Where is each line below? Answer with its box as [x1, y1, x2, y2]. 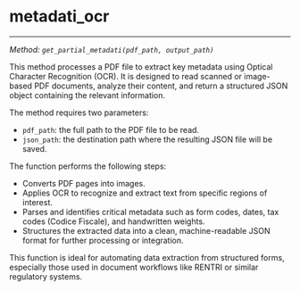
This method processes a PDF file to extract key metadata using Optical [9, 61, 273, 72]
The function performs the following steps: [9, 161, 167, 171]
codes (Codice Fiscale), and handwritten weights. [21, 216, 205, 227]
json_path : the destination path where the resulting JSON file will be [21, 134, 273, 145]
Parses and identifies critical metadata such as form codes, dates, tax [21, 206, 279, 217]
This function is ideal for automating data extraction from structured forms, [9, 252, 285, 262]
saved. [21, 143, 47, 154]
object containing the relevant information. [9, 89, 166, 100]
